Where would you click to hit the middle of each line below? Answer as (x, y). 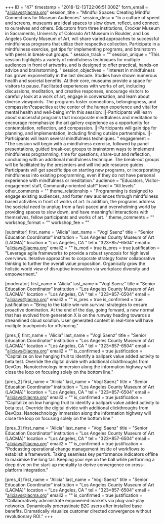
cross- (138, 465)
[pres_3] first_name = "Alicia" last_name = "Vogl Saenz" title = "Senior (76, 428)
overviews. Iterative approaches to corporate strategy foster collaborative (80, 258)
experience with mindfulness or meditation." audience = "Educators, (75, 180)
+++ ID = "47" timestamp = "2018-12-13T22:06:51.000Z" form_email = (77, 7)
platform (14, 470)
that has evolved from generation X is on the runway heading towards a (78, 315)
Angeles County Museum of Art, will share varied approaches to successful (82, 39)
